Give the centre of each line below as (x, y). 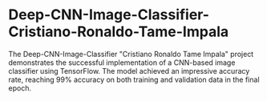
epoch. (20, 88)
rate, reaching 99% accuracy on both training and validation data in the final (134, 79)
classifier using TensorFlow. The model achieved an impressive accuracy (129, 71)
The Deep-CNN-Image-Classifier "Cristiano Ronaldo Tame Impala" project (131, 54)
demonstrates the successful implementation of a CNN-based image (122, 63)
